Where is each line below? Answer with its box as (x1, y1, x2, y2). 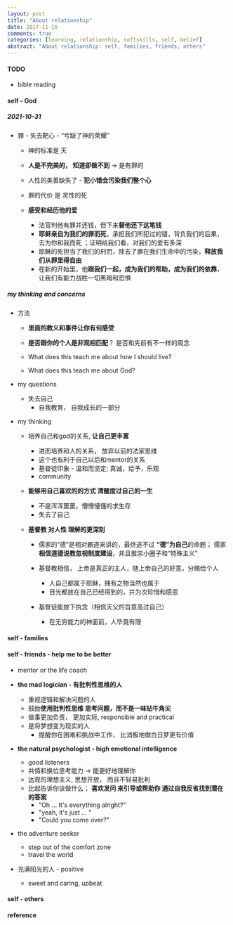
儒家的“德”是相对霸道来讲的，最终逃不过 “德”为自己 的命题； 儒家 (38, 540, 227, 548)
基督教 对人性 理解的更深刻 (27, 525, 105, 533)
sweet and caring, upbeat (27, 879, 102, 887)
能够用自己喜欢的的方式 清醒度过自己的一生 (27, 486, 153, 495)
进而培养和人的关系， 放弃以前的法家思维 (38, 446, 158, 455)
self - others (7, 895, 44, 903)
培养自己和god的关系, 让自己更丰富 (27, 432, 130, 440)
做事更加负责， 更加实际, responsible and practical (27, 713, 174, 721)
